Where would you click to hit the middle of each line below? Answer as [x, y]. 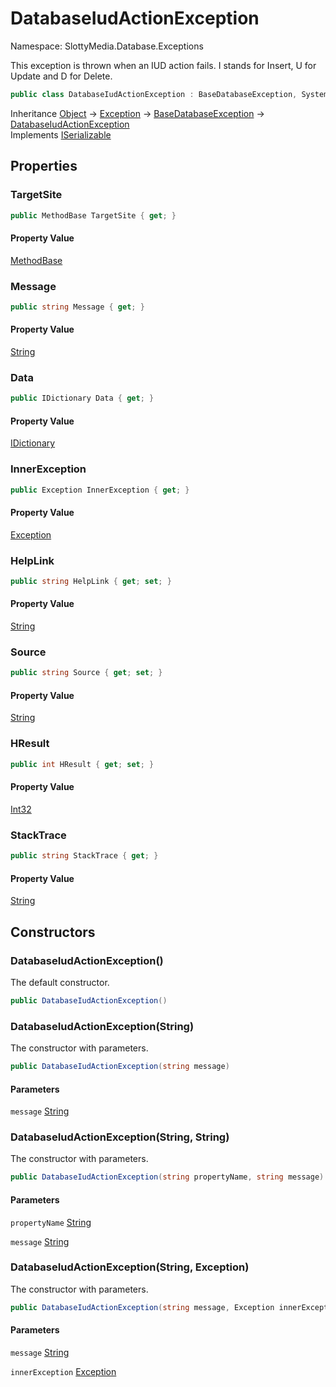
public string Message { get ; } [77, 307]
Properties [44, 166]
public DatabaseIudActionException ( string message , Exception [142, 1307]
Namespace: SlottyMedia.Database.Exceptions [107, 46]
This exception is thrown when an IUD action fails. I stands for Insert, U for [163, 65]
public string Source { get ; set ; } [86, 673]
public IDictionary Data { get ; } [82, 398]
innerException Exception [63, 1371]
